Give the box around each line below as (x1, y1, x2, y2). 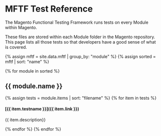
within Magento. (5, 24, 37, 30)
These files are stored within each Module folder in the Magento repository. (5, 34, 156, 40)
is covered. (5, 44, 28, 50)
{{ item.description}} (5, 117, 46, 122)
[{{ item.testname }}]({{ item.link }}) (5, 106, 79, 112)
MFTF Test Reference (5, 3, 93, 15)
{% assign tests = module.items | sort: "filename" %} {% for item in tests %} (5, 95, 157, 101)
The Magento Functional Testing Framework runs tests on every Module (5, 19, 148, 25)
